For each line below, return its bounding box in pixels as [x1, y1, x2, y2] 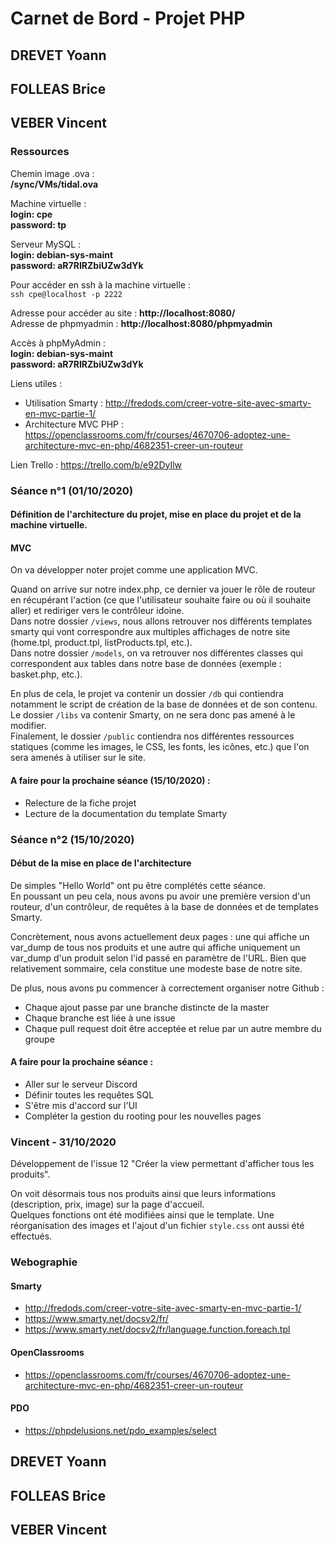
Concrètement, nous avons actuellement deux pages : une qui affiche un [10, 930, 310, 942]
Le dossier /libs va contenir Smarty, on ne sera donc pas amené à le [10, 709, 296, 721]
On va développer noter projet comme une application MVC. [10, 564, 258, 576]
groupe [24, 1033, 55, 1045]
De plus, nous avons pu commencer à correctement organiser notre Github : [10, 982, 325, 994]
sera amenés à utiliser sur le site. [10, 752, 147, 764]
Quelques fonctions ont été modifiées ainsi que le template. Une [10, 1209, 275, 1221]
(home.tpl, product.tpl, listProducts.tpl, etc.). [10, 637, 193, 649]
